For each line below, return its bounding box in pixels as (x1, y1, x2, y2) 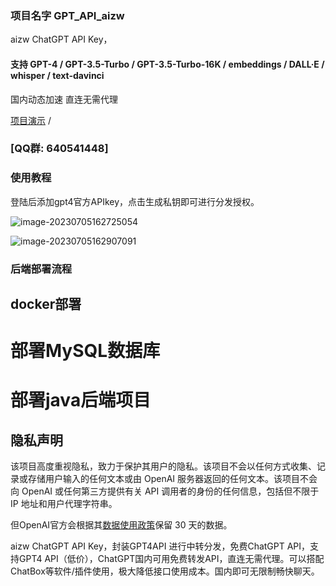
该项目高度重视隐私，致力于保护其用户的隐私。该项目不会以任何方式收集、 (10, 460, 317, 472)
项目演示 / (10, 114, 52, 126)
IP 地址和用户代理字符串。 (10, 498, 118, 510)
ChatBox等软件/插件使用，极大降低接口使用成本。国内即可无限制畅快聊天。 (10, 565, 320, 577)
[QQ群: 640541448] (10, 142, 109, 156)
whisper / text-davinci (10, 69, 105, 81)
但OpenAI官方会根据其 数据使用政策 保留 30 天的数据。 (10, 519, 233, 531)
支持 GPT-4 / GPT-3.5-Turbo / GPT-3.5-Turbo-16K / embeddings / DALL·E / (10, 58, 325, 70)
